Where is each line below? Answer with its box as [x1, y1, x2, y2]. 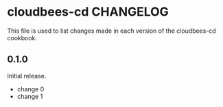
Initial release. [7, 72, 47, 80]
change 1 [16, 92, 43, 100]
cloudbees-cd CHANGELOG [7, 4, 169, 20]
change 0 [16, 85, 45, 93]
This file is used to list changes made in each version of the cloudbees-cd [7, 27, 216, 35]
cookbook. [7, 33, 38, 42]
